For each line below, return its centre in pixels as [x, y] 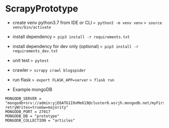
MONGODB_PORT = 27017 [28, 111]
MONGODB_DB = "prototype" [32, 116]
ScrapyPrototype [42, 9]
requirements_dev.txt [35, 51]
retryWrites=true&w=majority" [37, 107]
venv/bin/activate [32, 27]
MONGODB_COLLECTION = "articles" [40, 120]
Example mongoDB [32, 89]
